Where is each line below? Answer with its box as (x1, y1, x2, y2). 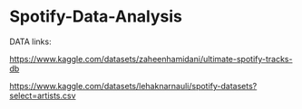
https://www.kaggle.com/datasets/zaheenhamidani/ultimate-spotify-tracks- (9, 53, 293, 64)
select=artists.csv (9, 90, 76, 101)
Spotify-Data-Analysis (9, 6, 183, 27)
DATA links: (9, 36, 52, 47)
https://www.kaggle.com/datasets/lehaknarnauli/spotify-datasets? (9, 80, 258, 91)
